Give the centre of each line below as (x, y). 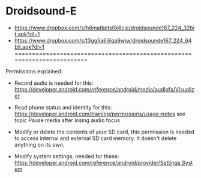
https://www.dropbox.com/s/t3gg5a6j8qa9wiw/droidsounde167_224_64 (103, 40)
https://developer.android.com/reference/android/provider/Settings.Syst (103, 162)
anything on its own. (39, 144)
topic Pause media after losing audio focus (67, 120)
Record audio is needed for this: (54, 83)
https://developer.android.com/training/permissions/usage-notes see (100, 114)
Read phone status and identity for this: (63, 107)
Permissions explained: (34, 71)
